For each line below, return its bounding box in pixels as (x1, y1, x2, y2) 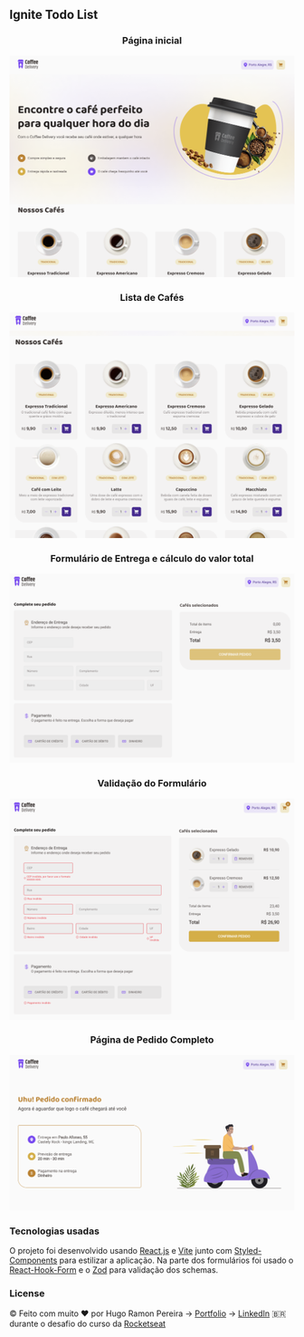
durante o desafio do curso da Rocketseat (9, 1318, 166, 1329)
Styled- (233, 1246, 262, 1256)
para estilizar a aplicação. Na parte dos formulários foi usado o (59, 1255, 294, 1266)
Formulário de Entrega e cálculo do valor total (50, 553, 254, 565)
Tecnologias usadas (9, 1225, 100, 1237)
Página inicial (121, 34, 183, 47)
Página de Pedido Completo (90, 1034, 214, 1046)
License (9, 1287, 45, 1300)
